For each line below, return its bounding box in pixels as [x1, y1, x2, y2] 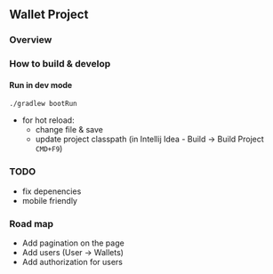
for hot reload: [21, 115, 75, 125]
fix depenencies [21, 186, 82, 197]
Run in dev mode [9, 79, 73, 90]
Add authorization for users [21, 257, 123, 268]
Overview [9, 34, 52, 46]
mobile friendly [21, 195, 78, 205]
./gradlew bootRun [9, 100, 77, 109]
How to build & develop [9, 58, 111, 70]
